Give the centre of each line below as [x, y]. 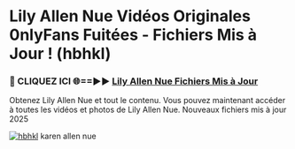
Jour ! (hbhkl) [60, 54]
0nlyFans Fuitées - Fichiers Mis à [133, 35]
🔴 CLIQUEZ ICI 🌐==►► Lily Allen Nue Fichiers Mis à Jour [134, 81]
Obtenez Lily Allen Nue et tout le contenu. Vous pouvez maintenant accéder [147, 101]
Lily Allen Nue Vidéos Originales [130, 16]
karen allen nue [68, 136]
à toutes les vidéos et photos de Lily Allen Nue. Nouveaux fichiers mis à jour [148, 110]
